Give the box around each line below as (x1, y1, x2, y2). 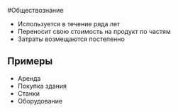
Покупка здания (17, 82, 67, 90)
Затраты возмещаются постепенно (17, 35, 126, 43)
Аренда (17, 74, 41, 82)
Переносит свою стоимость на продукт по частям (17, 28, 172, 35)
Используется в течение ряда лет (17, 20, 121, 28)
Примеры (7, 55, 53, 67)
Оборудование (17, 96, 62, 105)
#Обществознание (7, 6, 64, 14)
